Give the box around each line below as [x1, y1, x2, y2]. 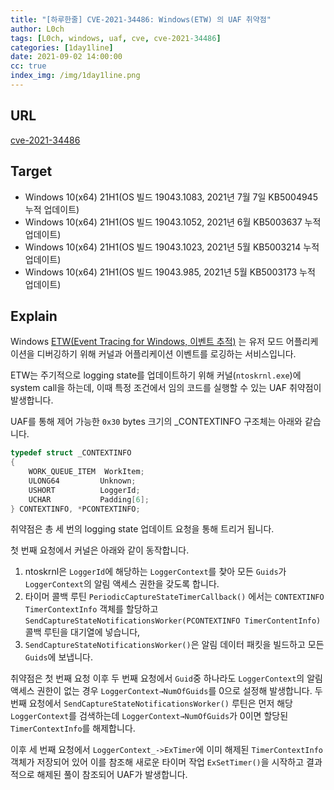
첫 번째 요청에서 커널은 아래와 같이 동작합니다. [10, 544, 190, 556]
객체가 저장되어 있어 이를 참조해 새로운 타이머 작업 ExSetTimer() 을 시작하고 [10, 756, 305, 768]
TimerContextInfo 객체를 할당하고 [24, 603, 159, 615]
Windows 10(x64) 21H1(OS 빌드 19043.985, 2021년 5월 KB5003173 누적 [24, 266, 316, 278]
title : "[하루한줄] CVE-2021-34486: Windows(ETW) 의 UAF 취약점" [10, 14, 272, 25]
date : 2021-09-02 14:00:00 [10, 52, 123, 62]
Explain [10, 307, 58, 325]
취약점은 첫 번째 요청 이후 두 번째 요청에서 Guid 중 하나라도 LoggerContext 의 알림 [10, 672, 323, 685]
